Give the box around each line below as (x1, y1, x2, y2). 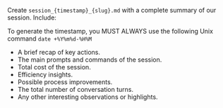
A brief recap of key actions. (17, 48, 101, 56)
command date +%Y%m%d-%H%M (7, 34, 92, 43)
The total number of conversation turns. (17, 86, 134, 93)
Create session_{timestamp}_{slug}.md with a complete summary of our (7, 6, 217, 14)
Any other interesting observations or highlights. (17, 93, 158, 101)
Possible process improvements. (17, 78, 113, 86)
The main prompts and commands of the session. (17, 55, 162, 64)
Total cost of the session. (17, 63, 92, 71)
